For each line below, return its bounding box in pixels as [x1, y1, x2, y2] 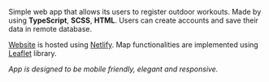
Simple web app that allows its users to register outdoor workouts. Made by [8, 7, 262, 16]
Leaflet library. [8, 49, 57, 58]
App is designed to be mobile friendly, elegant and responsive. [8, 64, 219, 74]
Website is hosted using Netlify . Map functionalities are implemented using [8, 40, 258, 50]
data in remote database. [8, 24, 92, 33]
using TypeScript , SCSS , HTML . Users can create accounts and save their [8, 15, 258, 25]
